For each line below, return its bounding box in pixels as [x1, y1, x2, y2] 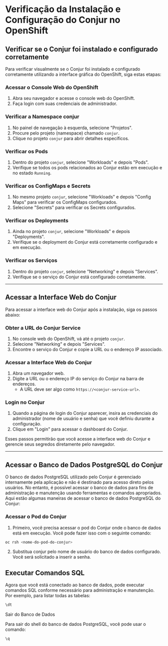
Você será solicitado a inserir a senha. [12, 554, 91, 560]
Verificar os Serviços [5, 257, 57, 264]
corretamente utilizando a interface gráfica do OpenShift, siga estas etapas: [5, 71, 161, 77]
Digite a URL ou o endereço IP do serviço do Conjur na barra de [12, 376, 144, 382]
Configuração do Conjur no [5, 14, 120, 26]
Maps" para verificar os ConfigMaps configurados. [12, 199, 117, 205]
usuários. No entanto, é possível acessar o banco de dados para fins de [5, 485, 153, 491]
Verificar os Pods [5, 148, 48, 155]
